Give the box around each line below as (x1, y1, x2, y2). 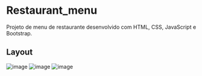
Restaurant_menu (6, 4, 98, 17)
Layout (6, 47, 33, 57)
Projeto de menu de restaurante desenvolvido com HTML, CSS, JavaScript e (6, 23, 197, 31)
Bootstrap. (6, 29, 33, 37)
